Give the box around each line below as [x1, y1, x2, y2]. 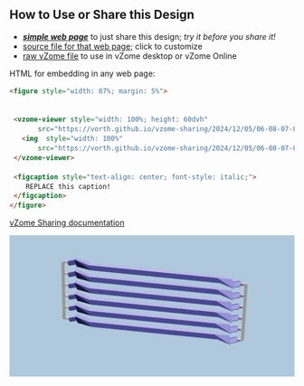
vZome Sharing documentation [9, 217, 125, 229]
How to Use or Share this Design [9, 7, 195, 23]
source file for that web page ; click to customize [22, 41, 204, 52]
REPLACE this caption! [25, 182, 111, 191]
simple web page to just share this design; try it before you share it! [22, 31, 276, 42]
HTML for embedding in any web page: [9, 68, 156, 79]
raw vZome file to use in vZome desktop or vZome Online [22, 50, 237, 61]
